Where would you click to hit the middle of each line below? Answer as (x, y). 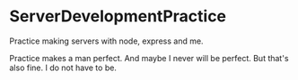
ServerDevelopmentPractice (118, 16)
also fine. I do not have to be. (63, 68)
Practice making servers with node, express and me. (106, 41)
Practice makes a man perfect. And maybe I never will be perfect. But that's (149, 58)
